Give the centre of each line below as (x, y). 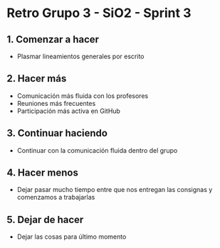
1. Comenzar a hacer (53, 39)
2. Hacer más (37, 79)
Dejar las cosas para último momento (72, 237)
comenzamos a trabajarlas (56, 198)
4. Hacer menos (43, 173)
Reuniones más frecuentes (56, 103)
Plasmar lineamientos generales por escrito (80, 56)
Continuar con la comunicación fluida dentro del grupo (97, 150)
